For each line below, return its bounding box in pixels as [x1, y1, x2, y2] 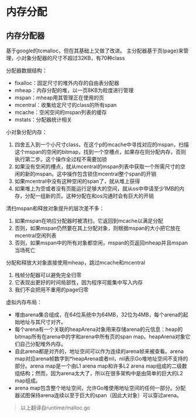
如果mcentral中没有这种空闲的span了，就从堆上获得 [14, 178, 140, 185]
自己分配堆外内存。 [19, 341, 66, 347]
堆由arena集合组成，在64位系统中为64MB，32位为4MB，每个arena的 [14, 311, 183, 318]
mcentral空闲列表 [14, 232, 57, 239]
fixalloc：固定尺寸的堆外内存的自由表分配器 [14, 80, 120, 86]
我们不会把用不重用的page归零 [14, 286, 89, 293]
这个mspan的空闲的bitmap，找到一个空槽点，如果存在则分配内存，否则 [14, 148, 186, 155]
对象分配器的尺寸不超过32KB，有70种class [21, 55, 125, 62]
